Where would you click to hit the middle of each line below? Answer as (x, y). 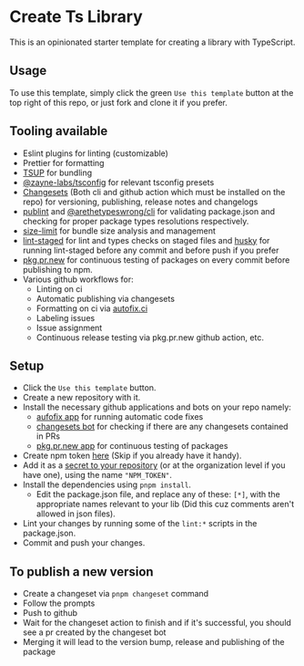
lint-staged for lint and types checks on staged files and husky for (146, 240)
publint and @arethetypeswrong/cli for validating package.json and (149, 211)
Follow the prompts (59, 603)
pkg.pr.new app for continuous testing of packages (132, 446)
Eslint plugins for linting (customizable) (95, 153)
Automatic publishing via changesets (106, 298)
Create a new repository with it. (81, 398)
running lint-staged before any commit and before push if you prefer (151, 250)
